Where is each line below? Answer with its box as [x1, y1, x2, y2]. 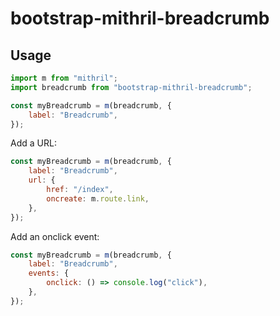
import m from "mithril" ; [10, 73, 118, 83]
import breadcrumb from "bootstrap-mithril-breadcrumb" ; [10, 82, 253, 92]
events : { [28, 268, 70, 279]
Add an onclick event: [10, 230, 100, 242]
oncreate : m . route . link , [46, 193, 150, 204]
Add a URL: [10, 137, 57, 149]
